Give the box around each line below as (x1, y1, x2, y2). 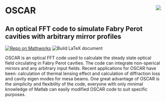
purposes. (5, 92, 26, 97)
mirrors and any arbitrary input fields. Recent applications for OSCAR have (5, 66, 157, 71)
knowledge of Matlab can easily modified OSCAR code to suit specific (5, 86, 148, 92)
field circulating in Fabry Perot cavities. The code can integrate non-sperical (5, 60, 161, 66)
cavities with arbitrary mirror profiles (5, 32, 122, 40)
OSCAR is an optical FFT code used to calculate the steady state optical (5, 55, 152, 61)
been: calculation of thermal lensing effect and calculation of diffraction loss (5, 70, 161, 76)
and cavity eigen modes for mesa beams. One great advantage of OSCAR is (5, 76, 160, 81)
